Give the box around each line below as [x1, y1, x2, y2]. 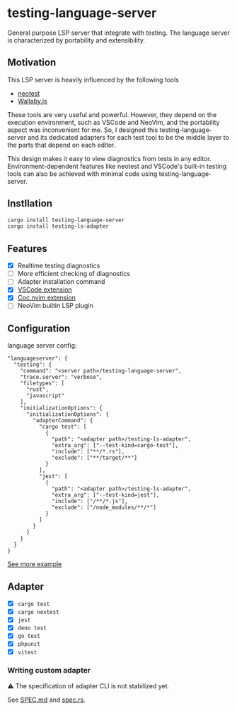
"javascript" [25, 392, 65, 399]
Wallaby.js [17, 97, 47, 105]
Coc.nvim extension [17, 293, 76, 302]
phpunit [17, 641, 40, 648]
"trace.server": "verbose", [20, 374, 103, 381]
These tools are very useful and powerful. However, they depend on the [7, 110, 217, 118]
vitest [17, 649, 37, 656]
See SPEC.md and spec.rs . [7, 695, 86, 704]
